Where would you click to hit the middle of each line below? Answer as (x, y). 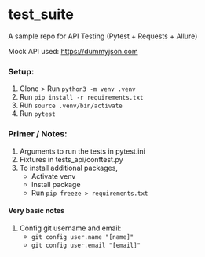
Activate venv (53, 176)
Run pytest (38, 114)
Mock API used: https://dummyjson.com (73, 51)
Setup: (21, 71)
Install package (56, 184)
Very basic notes (37, 211)
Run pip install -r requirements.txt (81, 97)
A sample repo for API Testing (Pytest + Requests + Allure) (103, 36)
